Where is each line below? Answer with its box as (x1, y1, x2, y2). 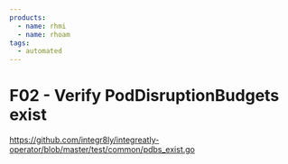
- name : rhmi (17, 22, 67, 31)
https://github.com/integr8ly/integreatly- (9, 134, 160, 145)
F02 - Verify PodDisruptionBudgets (9, 86, 280, 106)
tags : (9, 38, 30, 48)
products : (9, 13, 47, 23)
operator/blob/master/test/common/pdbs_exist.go (9, 144, 196, 155)
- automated (17, 47, 63, 56)
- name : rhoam (17, 30, 70, 39)
